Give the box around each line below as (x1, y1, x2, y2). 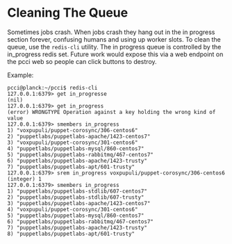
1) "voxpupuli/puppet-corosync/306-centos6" (7, 127, 138, 133)
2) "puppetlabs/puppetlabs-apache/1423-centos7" (7, 133, 151, 140)
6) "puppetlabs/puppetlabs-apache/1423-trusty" (7, 157, 148, 164)
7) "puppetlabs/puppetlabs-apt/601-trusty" (7, 163, 135, 170)
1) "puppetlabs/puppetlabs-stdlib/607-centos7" (7, 188, 148, 195)
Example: (7, 71, 34, 79)
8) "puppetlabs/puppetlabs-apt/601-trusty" (7, 230, 135, 237)
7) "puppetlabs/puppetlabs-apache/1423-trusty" (7, 224, 148, 231)
